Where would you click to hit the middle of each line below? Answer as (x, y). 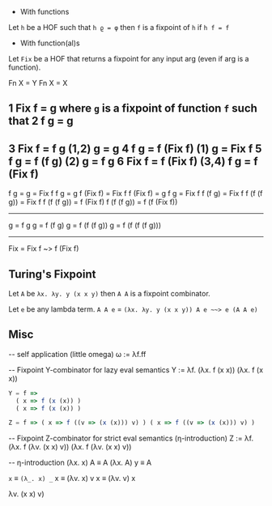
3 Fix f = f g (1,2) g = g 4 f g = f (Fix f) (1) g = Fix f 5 (135, 149)
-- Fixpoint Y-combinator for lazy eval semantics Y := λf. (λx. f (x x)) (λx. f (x (136, 370)
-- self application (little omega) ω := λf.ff (77, 354)
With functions (45, 12)
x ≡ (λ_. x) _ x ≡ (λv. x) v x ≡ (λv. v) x (72, 478)
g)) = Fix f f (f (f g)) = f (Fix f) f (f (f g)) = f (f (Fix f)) (93, 202)
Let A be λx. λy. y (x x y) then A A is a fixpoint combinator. (109, 294)
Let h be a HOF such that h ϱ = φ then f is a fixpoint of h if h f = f (119, 27)
